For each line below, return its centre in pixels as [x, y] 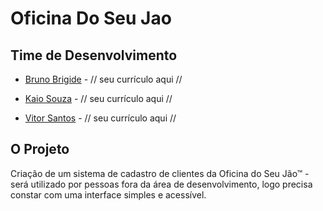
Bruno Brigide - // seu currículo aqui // [103, 79]
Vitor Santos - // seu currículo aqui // [100, 118]
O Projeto [40, 149]
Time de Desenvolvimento [94, 55]
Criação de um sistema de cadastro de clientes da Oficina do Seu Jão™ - [160, 173]
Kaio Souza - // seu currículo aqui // [98, 98]
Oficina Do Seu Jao [91, 18]
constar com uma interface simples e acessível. [108, 194]
